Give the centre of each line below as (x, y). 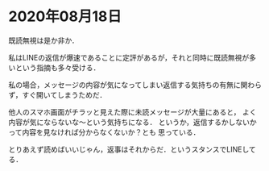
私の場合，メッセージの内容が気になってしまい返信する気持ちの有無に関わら (135, 85)
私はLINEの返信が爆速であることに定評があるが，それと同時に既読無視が (129, 57)
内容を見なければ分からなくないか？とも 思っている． (111, 132)
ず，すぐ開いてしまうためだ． (58, 94)
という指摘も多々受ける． (58, 67)
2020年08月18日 (65, 17)
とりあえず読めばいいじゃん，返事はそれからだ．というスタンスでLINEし (129, 149)
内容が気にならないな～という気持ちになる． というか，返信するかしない (129, 122)
